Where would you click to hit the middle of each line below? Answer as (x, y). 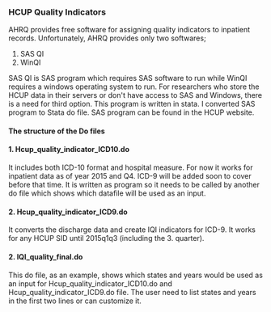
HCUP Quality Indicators (57, 12)
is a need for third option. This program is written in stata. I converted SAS (132, 104)
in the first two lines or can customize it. (75, 301)
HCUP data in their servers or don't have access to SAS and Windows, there (135, 95)
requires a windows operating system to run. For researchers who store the (134, 86)
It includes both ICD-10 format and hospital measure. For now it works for (131, 167)
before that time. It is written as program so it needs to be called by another (134, 185)
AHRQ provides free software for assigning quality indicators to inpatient (129, 30)
